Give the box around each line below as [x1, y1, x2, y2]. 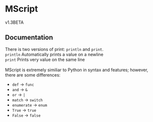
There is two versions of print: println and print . [5, 46, 103, 52]
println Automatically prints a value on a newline [5, 51, 103, 57]
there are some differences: [5, 72, 61, 78]
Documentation [5, 33, 53, 42]
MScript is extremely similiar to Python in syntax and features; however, [5, 67, 149, 73]
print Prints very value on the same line [5, 57, 85, 62]
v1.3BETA [5, 19, 24, 25]
